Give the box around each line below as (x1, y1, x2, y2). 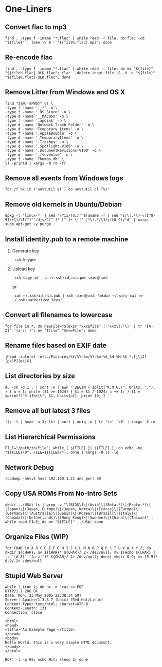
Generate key (12, 248, 39, 254)
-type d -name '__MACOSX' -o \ (5, 114, 69, 119)
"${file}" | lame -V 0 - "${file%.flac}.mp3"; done (5, 40, 112, 45)
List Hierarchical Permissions (5, 433, 96, 441)
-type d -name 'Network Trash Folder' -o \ (5, 122, 95, 127)
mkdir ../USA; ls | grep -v (5, 502, 62, 507)
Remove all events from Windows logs (5, 174, 124, 183)
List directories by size (5, 372, 75, 380)
